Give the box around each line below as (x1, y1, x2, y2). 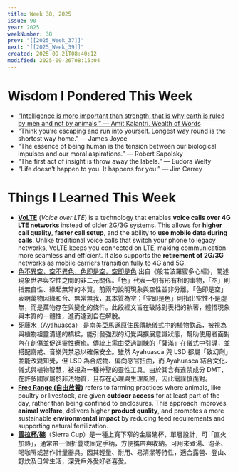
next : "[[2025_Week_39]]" (7, 44, 84, 51)
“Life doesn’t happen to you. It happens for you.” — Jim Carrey (17, 164, 203, 173)
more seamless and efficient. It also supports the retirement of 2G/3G (17, 251, 224, 259)
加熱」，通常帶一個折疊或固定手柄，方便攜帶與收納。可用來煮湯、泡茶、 (17, 438, 227, 447)
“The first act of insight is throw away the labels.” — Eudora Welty (17, 156, 212, 165)
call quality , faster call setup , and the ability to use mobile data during (17, 228, 228, 236)
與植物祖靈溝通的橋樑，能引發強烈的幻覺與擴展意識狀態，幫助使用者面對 (17, 329, 230, 338)
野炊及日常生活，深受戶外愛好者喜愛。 (17, 456, 130, 465)
